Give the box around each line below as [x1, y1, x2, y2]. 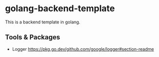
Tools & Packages [5, 33, 60, 41]
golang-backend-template [5, 3, 115, 14]
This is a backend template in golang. [5, 19, 81, 25]
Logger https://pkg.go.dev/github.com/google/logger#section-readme [12, 46, 154, 52]
